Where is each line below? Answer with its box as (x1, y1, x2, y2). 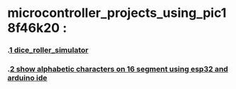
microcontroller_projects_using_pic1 (7, 5, 227, 21)
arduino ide (7, 73, 48, 83)
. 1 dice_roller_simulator (7, 45, 89, 55)
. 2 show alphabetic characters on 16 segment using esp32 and (7, 64, 229, 74)
